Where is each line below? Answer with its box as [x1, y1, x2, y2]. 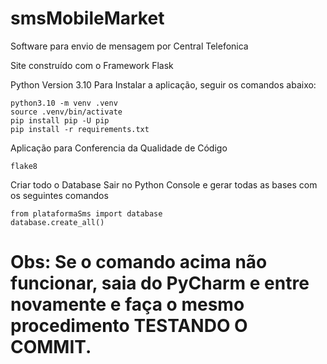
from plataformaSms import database [10, 208, 163, 219]
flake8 [10, 161, 38, 171]
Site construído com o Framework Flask [10, 59, 174, 71]
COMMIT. [10, 336, 92, 359]
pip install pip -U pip [10, 115, 110, 126]
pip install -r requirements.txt [10, 124, 150, 134]
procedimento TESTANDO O [10, 315, 248, 337]
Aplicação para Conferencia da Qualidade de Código [10, 142, 228, 154]
